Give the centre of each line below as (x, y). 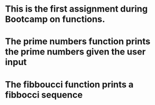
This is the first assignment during (77, 9)
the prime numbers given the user (75, 52)
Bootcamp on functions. (55, 19)
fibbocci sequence (44, 95)
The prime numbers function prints (78, 42)
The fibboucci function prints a (69, 84)
